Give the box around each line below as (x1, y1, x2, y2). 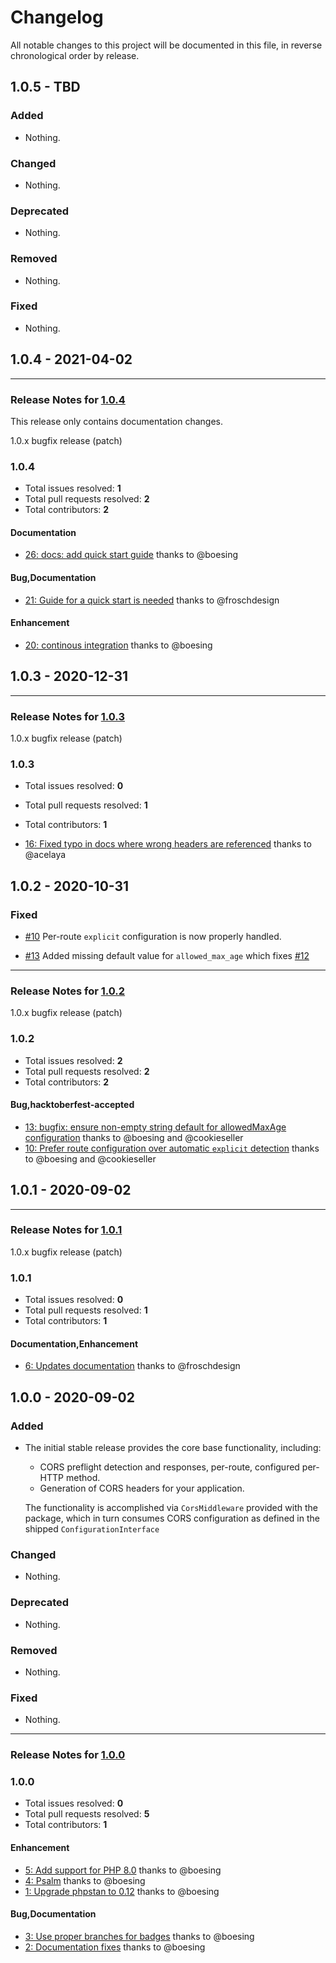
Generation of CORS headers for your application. (39, 1482, 245, 1495)
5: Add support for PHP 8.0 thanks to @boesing (24, 1864, 222, 1876)
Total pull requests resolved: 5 (24, 1808, 150, 1820)
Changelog (10, 6, 104, 29)
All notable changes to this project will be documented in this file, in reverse (10, 39, 323, 51)
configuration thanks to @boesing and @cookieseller (24, 1131, 244, 1143)
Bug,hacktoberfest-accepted (10, 1099, 135, 1111)
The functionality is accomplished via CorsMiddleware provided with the (24, 1502, 318, 1514)
